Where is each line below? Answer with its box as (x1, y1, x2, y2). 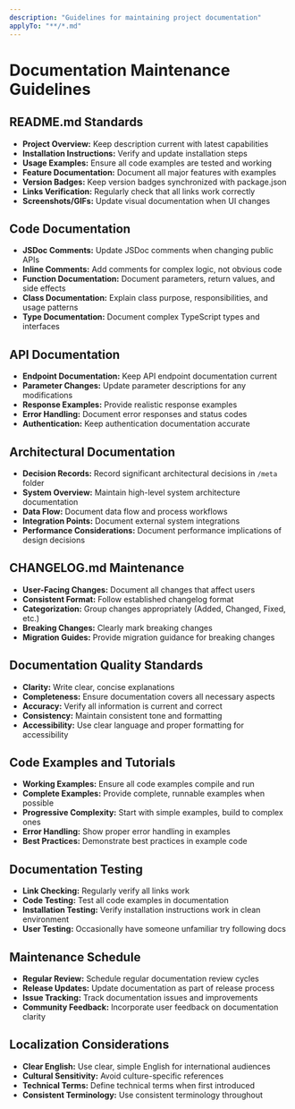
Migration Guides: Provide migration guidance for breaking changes (21, 632, 275, 643)
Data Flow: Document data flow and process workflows (21, 506, 228, 516)
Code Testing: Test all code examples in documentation (21, 895, 230, 906)
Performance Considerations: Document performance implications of (21, 525, 282, 535)
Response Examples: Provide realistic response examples (21, 399, 238, 410)
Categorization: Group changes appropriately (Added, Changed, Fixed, (21, 603, 286, 614)
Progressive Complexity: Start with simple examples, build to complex (21, 807, 283, 818)
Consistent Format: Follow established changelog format (21, 593, 234, 604)
